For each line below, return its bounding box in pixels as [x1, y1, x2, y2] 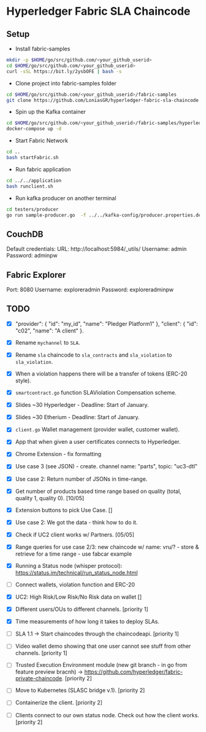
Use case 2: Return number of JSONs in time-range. [15, 475, 148, 482]
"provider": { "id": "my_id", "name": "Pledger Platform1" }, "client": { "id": [15, 320, 198, 327]
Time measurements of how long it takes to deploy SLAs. [15, 618, 159, 625]
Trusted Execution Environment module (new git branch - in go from [15, 661, 188, 669]
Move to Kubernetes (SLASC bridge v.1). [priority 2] [15, 687, 145, 694]
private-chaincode [15, 675, 63, 682]
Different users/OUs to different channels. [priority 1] [15, 605, 148, 613]
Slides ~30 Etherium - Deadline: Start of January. [15, 414, 140, 421]
